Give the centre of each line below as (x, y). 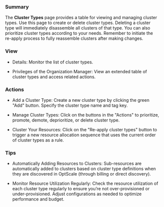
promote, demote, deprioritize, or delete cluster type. (66, 120)
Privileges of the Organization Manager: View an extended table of (80, 71)
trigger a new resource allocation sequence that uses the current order (84, 135)
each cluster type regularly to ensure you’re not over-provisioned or (81, 189)
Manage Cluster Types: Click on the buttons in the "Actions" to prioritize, (86, 115)
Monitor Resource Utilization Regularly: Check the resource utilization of (85, 183)
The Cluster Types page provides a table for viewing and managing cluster (81, 18)
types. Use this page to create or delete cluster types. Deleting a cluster (78, 23)
